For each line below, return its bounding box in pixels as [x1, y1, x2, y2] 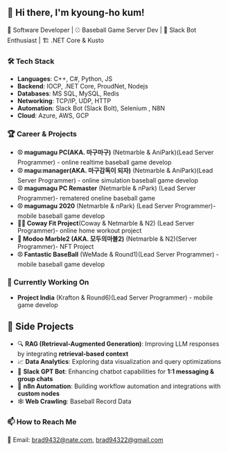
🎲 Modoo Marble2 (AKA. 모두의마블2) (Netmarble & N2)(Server [17, 234, 198, 243]
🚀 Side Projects [7, 321, 74, 333]
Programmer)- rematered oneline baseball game [17, 194, 156, 203]
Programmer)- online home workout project [17, 226, 142, 235]
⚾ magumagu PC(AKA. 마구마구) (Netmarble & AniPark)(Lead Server [17, 148, 214, 156]
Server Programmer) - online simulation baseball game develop [17, 176, 199, 185]
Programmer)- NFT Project [17, 243, 94, 251]
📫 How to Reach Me [7, 417, 77, 427]
